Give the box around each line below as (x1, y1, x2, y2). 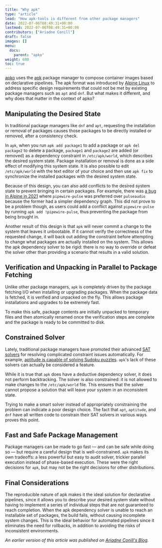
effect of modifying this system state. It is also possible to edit (5, 163, 129, 169)
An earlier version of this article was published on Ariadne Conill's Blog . (5, 537, 149, 543)
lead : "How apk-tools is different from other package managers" (5, 16, 140, 21)
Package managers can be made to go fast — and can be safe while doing (5, 444, 154, 450)
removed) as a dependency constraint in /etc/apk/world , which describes (5, 152, 153, 158)
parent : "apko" (14, 52, 45, 57)
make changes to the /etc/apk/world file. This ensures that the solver (5, 381, 144, 387)
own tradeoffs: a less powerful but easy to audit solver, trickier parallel (5, 454, 146, 460)
